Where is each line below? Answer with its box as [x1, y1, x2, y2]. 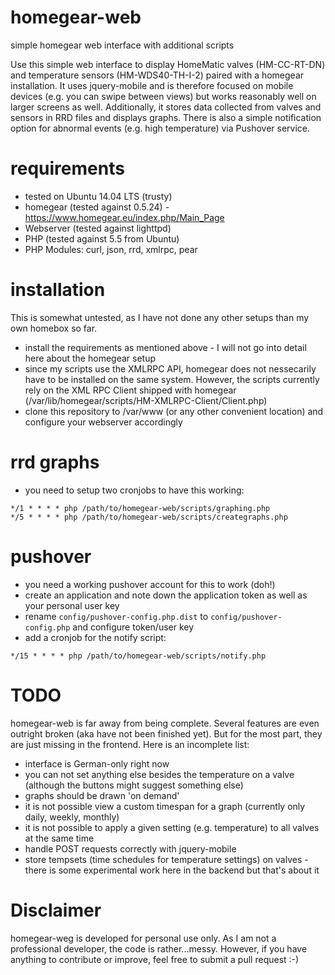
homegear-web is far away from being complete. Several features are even [10, 717, 320, 729]
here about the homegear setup [24, 352, 156, 364]
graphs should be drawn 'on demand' [24, 789, 180, 801]
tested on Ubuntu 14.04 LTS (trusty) [24, 190, 173, 202]
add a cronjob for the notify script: [24, 631, 167, 643]
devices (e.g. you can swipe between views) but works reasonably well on [10, 90, 317, 102]
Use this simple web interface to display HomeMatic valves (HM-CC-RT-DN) [10, 58, 326, 70]
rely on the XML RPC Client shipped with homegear [24, 384, 237, 396]
